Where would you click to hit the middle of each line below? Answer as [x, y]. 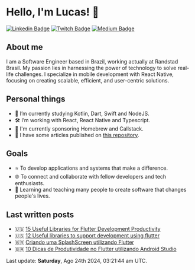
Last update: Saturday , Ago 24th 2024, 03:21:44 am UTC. [77, 261]
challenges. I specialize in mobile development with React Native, [94, 74]
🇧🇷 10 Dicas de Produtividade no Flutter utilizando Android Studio [95, 249]
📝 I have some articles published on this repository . [77, 135]
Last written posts [40, 215]
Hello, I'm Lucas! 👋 [53, 12]
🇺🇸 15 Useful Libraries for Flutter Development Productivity [87, 229]
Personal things [36, 99]
